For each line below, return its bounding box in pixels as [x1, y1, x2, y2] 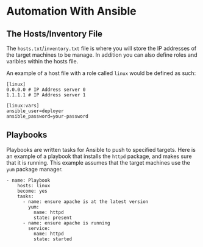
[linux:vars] [6, 102, 40, 109]
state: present [33, 215, 72, 221]
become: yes [17, 188, 48, 194]
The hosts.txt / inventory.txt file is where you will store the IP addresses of [6, 45, 197, 52]
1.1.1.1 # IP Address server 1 [6, 92, 86, 98]
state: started [33, 236, 72, 242]
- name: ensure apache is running [22, 220, 111, 226]
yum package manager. [6, 165, 63, 173]
